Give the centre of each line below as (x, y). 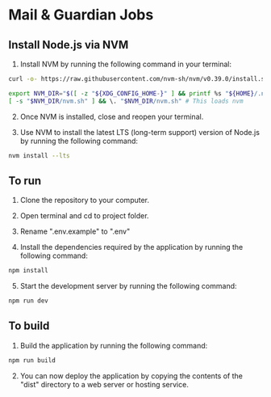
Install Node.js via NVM (69, 45)
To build (29, 326)
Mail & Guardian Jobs (81, 15)
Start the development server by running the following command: (128, 286)
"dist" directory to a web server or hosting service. (104, 384)
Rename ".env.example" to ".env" (75, 231)
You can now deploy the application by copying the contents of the (131, 376)
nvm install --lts (39, 155)
